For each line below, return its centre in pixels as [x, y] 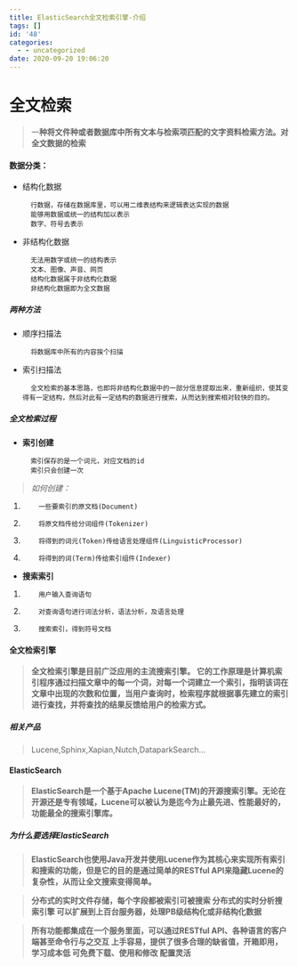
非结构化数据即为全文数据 [70, 289]
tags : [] [25, 26]
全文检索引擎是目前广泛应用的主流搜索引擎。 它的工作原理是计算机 [153, 671]
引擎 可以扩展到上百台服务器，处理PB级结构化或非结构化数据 [150, 912]
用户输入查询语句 [65, 595]
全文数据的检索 [58, 142]
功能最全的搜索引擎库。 [74, 813]
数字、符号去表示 [57, 224]
